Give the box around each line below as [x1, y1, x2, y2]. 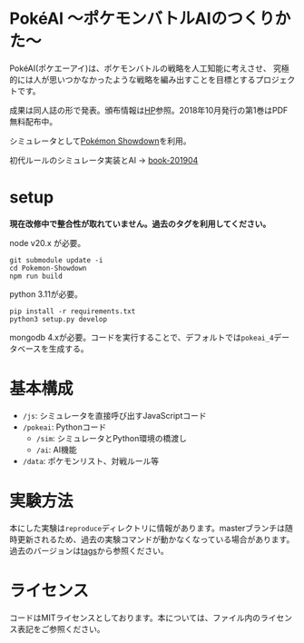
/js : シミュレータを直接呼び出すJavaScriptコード [22, 410, 207, 420]
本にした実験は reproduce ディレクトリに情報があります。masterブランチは [9, 522, 286, 533]
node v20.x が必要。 [9, 237, 86, 248]
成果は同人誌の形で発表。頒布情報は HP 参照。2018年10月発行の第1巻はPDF [9, 104, 289, 115]
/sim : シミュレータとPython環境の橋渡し [35, 432, 188, 443]
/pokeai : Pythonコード [22, 421, 107, 432]
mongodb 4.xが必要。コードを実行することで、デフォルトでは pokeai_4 [9, 331, 274, 342]
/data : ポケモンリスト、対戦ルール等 [22, 455, 160, 466]
